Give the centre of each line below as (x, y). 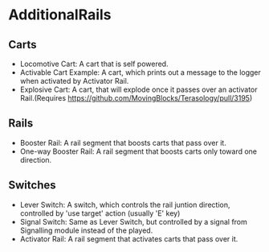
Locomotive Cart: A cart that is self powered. (94, 64)
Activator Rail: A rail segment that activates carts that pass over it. (129, 238)
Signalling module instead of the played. (86, 230)
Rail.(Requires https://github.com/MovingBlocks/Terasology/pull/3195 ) (136, 98)
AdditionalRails (60, 15)
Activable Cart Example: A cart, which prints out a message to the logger (140, 72)
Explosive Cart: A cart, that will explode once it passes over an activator (139, 89)
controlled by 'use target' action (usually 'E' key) (100, 213)
